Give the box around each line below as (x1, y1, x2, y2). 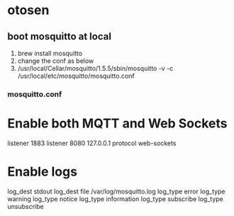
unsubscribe (7, 202, 44, 210)
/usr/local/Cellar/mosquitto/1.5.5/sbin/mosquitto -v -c (17, 64, 174, 72)
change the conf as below (17, 57, 94, 65)
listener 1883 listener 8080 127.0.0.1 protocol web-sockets (7, 139, 177, 147)
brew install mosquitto (17, 49, 83, 57)
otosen (7, 2, 50, 18)
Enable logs (7, 164, 78, 180)
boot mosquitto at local (7, 30, 112, 42)
